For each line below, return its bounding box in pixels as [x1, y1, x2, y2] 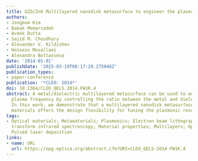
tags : [6, 113, 19, 119]
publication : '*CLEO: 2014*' [6, 80, 78, 86]
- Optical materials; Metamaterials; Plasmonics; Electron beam [6, 119, 167, 124]
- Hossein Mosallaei [6, 47, 57, 53]
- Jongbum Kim [6, 19, 41, 25]
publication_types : [6, 69, 54, 75]
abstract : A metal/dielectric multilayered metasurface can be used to [6, 91, 186, 97]
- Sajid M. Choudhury [6, 36, 60, 42]
